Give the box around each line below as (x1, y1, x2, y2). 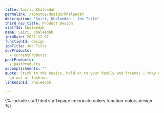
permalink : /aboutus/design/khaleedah (5, 12, 84, 17)
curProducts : (5, 48, 32, 53)
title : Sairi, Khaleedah (5, 7, 56, 12)
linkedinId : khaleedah (5, 80, 51, 85)
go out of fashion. (9, 75, 49, 80)
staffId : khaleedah (5, 25, 45, 30)
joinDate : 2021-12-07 (5, 35, 49, 40)
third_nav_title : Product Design (5, 21, 73, 26)
